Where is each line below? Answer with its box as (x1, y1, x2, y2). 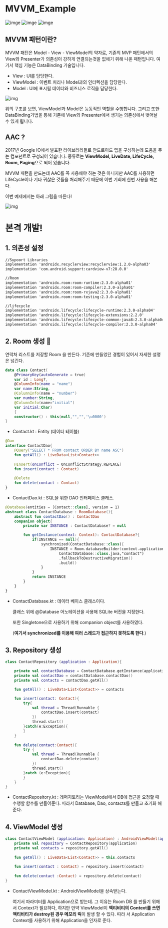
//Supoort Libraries (5, 257, 48, 262)
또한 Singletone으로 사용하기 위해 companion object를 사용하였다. (12, 619, 144, 625)
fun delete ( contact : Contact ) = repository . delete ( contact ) (14, 873, 142, 879)
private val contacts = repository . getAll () (14, 845, 108, 850)
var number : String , (14, 396, 55, 401)
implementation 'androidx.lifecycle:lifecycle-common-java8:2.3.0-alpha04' (5, 318, 166, 323)
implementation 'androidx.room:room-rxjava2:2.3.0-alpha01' (5, 289, 133, 294)
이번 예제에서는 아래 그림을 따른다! (5, 193, 72, 199)
